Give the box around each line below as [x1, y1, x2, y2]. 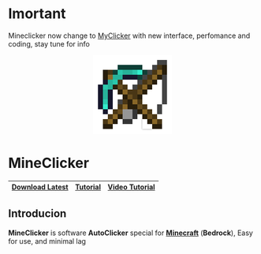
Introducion [8, 207, 67, 221]
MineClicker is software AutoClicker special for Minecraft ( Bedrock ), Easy [8, 228, 254, 237]
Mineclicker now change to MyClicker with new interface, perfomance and [8, 31, 251, 40]
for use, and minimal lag [8, 236, 87, 245]
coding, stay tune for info [8, 39, 91, 48]
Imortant [8, 5, 66, 23]
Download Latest [11, 182, 69, 192]
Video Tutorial [107, 182, 155, 192]
